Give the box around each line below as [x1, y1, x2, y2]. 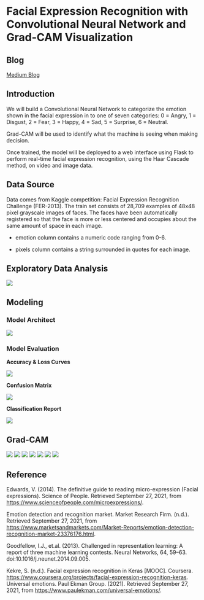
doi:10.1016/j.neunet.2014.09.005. [6, 555, 91, 563]
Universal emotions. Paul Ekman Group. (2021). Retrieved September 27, [6, 580, 189, 588]
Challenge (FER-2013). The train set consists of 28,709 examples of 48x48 [6, 202, 195, 209]
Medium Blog [6, 71, 40, 78]
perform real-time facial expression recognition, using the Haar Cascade [6, 155, 189, 162]
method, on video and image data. [6, 162, 93, 169]
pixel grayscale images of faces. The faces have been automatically [6, 209, 178, 216]
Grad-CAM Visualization [6, 31, 134, 44]
